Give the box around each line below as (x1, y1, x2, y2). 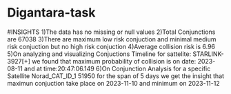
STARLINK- (192, 50, 224, 58)
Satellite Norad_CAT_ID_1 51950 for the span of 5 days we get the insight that (7, 71, 225, 80)
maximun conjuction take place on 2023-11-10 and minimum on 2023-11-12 (7, 79, 220, 87)
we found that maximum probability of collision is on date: (32, 57, 197, 65)
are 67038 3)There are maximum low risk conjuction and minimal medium (7, 35, 217, 43)
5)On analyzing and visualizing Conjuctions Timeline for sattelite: (7, 50, 192, 58)
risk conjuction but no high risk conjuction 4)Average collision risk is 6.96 (7, 42, 216, 50)
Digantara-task (7, 5, 96, 21)
